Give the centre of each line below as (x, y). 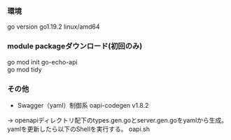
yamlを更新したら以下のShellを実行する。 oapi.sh (79, 129)
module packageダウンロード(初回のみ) (75, 46)
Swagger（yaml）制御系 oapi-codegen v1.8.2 (83, 105)
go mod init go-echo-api (43, 62)
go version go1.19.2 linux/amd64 (54, 27)
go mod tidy (24, 69)
